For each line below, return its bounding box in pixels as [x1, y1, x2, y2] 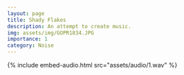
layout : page [7, 10, 45, 17]
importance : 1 [7, 36, 48, 43]
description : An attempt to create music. [7, 23, 131, 30]
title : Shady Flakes [7, 17, 67, 23]
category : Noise [7, 42, 54, 49]
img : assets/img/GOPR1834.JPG [7, 29, 95, 36]
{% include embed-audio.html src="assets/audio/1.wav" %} [7, 61, 178, 69]
